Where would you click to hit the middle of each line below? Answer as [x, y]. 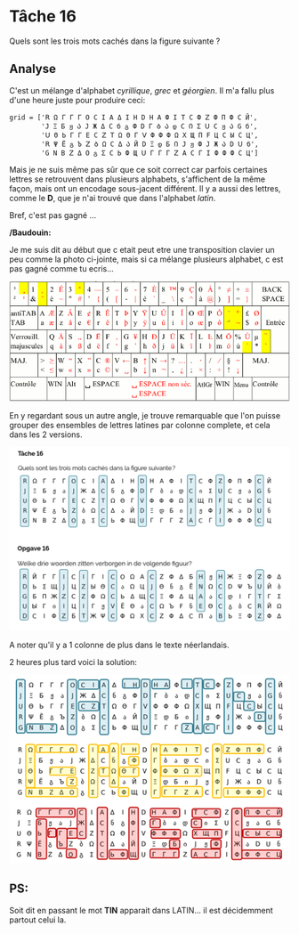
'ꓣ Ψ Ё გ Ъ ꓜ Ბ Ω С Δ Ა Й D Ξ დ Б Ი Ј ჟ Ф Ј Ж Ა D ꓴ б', [150, 144]
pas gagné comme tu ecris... [61, 268]
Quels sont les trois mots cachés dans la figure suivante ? [115, 41]
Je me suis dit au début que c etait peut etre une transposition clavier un [142, 249]
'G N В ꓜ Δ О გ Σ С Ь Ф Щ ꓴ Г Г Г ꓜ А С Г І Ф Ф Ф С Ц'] [150, 153]
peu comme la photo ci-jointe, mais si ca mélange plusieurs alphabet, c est [146, 259]
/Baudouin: [30, 232]
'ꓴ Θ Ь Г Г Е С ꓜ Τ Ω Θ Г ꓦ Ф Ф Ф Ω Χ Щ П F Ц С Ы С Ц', [150, 135]
